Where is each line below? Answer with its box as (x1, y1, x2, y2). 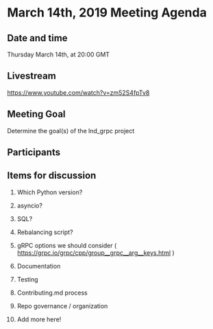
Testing (16, 275, 39, 283)
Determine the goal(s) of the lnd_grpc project (7, 126, 135, 135)
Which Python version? (16, 188, 83, 196)
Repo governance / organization (16, 302, 108, 310)
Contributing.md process (16, 288, 88, 297)
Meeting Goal (7, 109, 66, 120)
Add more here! (16, 315, 62, 324)
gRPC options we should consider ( (16, 241, 117, 249)
